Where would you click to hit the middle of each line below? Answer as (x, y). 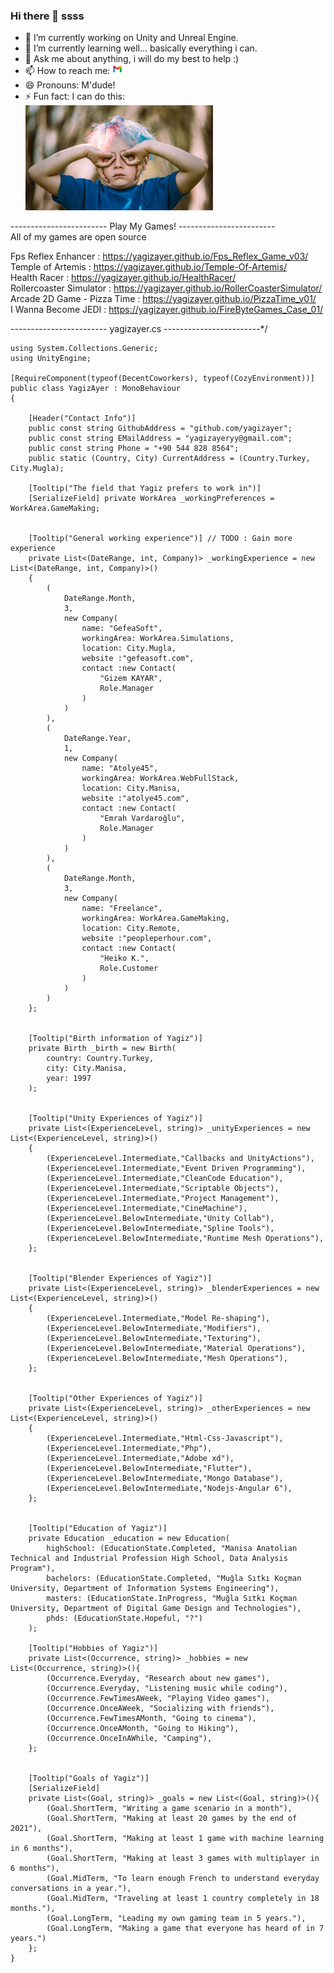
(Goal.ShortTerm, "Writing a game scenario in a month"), (169, 1809)
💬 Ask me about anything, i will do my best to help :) (132, 59)
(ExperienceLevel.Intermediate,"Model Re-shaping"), (158, 1319)
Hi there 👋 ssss (47, 16)
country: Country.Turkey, (100, 1059)
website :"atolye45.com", (135, 799)
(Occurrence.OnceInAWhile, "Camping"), (129, 1739)
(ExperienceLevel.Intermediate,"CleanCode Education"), (165, 1179)
